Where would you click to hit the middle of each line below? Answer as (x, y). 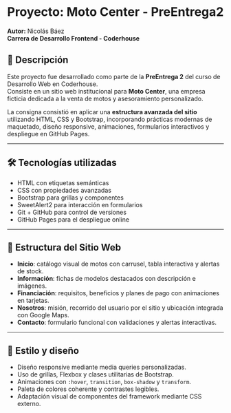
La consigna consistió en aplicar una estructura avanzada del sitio (102, 112)
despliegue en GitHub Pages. (48, 134)
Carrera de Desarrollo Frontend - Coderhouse (73, 38)
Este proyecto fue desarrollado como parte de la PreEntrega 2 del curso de (114, 76)
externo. (29, 404)
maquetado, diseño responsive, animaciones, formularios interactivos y (108, 126)
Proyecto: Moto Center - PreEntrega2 (115, 12)
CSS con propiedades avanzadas (64, 190)
